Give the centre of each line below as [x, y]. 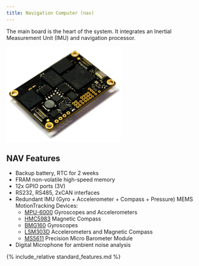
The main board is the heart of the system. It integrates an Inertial [89, 31]
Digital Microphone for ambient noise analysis [73, 245]
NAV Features [33, 159]
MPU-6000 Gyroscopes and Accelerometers [81, 213]
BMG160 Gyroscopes [51, 225]
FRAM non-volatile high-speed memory [65, 180]
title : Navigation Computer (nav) [51, 13]
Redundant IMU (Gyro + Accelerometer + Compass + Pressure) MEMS [104, 199]
